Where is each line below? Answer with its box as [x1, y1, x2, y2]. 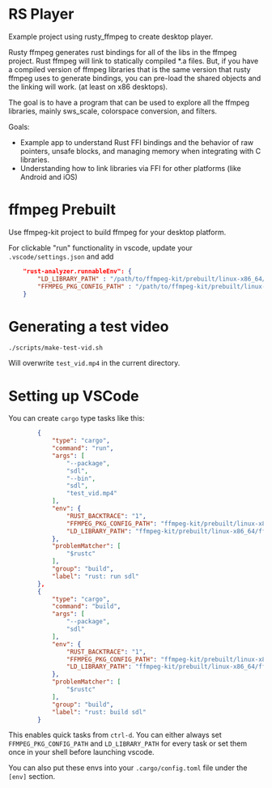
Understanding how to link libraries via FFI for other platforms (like [19, 163, 241, 173]
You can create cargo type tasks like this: [8, 413, 145, 423]
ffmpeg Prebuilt [8, 200, 116, 219]
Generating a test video [8, 317, 169, 336]
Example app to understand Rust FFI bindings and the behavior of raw [19, 137, 254, 147]
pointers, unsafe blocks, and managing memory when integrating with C [19, 146, 261, 156]
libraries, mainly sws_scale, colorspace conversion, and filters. [8, 106, 217, 116]
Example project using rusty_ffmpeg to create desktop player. [8, 32, 213, 41]
